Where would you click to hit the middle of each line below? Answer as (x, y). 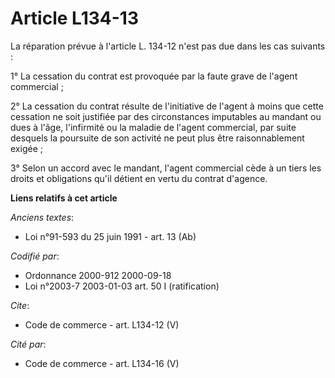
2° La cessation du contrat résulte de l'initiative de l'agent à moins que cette (167, 106)
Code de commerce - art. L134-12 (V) (102, 324)
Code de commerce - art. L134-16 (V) (102, 363)
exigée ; (26, 148)
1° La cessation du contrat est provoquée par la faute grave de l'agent (154, 76)
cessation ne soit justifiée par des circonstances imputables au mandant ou (166, 116)
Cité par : (28, 344)
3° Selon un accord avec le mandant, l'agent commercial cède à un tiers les (166, 168)
